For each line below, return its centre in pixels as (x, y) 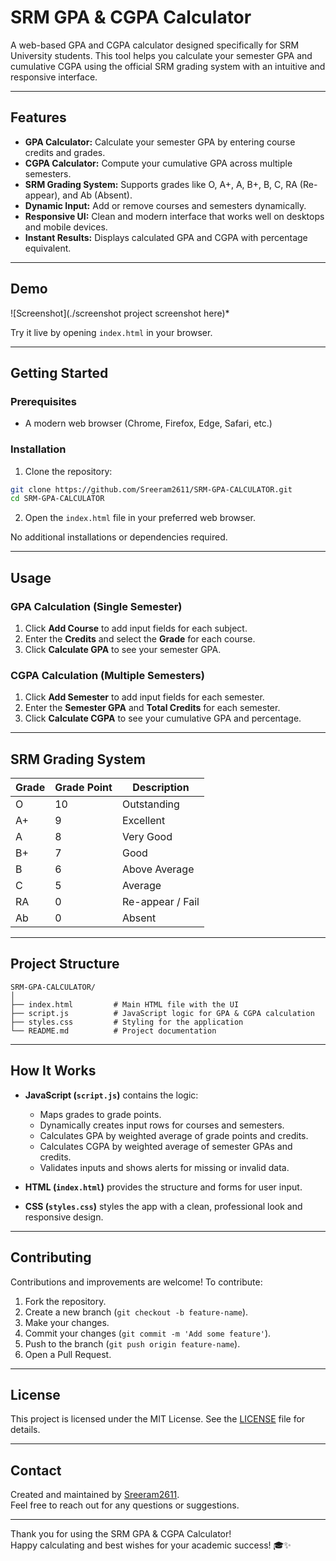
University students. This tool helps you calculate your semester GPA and (161, 55)
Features (38, 117)
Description (161, 788)
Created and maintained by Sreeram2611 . (95, 1495)
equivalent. (48, 248)
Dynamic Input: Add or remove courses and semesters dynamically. (165, 205)
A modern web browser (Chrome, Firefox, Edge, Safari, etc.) (148, 423)
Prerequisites (43, 401)
